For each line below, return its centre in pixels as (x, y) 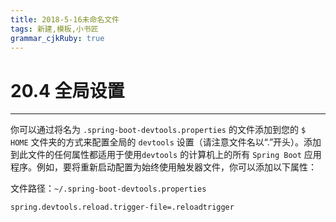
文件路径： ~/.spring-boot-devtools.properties (108, 188)
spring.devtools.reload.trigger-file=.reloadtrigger (122, 207)
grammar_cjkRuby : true (57, 38)
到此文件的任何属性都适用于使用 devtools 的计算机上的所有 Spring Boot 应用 (166, 155)
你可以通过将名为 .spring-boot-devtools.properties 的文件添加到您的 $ (158, 130)
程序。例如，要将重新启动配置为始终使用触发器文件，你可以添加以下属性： (163, 167)
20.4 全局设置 (67, 90)
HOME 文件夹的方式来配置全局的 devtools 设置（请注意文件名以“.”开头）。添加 (166, 142)
